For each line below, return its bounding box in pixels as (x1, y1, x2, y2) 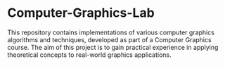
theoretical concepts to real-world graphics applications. (7, 51, 172, 59)
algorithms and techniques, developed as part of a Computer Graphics (7, 35, 212, 44)
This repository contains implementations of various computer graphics (7, 28, 214, 37)
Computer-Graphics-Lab (7, 5, 155, 21)
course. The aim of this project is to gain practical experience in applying (7, 43, 219, 51)
